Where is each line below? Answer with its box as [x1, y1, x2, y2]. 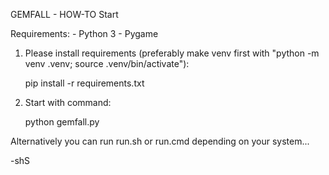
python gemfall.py [24, 116, 100, 128]
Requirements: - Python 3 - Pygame [10, 28, 159, 39]
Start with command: [24, 97, 112, 108]
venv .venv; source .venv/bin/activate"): [24, 58, 190, 69]
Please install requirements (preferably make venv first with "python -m [24, 47, 320, 59]
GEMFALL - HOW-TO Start [10, 9, 119, 20]
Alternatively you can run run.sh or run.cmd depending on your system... [10, 135, 310, 147]
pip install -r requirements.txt [24, 77, 145, 89]
